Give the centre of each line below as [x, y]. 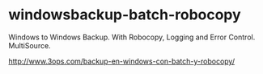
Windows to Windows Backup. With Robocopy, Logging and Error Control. [132, 37]
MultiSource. [30, 45]
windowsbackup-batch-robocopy [125, 15]
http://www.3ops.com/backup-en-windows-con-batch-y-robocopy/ [122, 61]
